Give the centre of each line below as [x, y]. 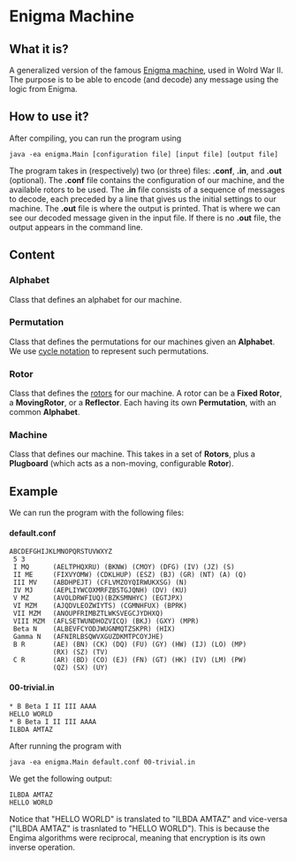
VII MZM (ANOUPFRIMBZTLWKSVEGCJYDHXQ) [88, 614]
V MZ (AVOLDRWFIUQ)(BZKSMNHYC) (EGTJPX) [98, 598]
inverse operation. [42, 847]
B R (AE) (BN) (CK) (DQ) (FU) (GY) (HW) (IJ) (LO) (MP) [130, 645]
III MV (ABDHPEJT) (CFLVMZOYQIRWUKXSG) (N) [100, 583]
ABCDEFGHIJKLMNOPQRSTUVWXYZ [61, 552]
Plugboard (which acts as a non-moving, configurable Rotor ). [121, 464]
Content [32, 255]
